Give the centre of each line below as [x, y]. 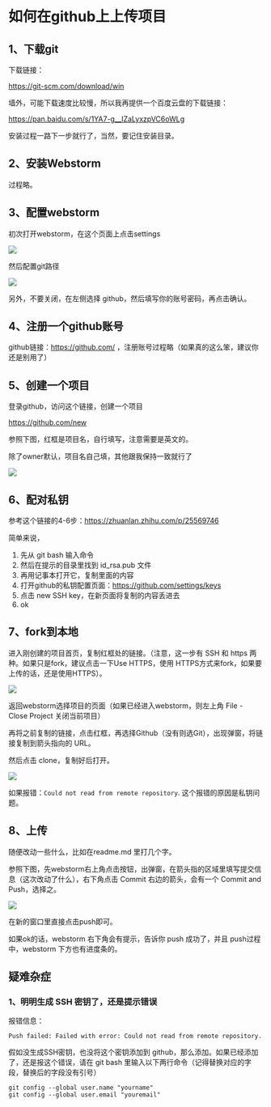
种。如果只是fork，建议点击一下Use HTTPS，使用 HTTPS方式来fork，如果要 [135, 663]
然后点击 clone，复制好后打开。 [61, 760]
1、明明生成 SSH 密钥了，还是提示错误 [83, 1002]
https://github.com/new [48, 422]
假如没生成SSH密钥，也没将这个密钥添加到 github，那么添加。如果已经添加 [133, 1052]
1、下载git [34, 49]
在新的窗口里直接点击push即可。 [63, 921]
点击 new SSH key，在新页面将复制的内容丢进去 [100, 596]
